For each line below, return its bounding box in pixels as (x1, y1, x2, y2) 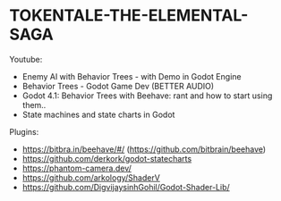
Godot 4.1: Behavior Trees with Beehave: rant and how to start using (21, 90, 273, 101)
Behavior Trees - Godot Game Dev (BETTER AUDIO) (21, 80, 215, 91)
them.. (21, 99, 47, 110)
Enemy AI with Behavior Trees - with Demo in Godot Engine (21, 71, 242, 81)
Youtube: (9, 54, 43, 64)
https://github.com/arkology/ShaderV (21, 172, 161, 183)
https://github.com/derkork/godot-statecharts (21, 153, 192, 163)
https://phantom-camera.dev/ (21, 163, 132, 173)
